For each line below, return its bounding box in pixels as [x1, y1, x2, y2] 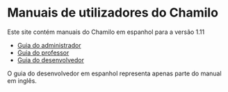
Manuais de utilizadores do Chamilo [7, 5, 219, 21]
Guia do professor [17, 48, 70, 57]
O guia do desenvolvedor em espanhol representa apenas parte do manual [7, 69, 222, 77]
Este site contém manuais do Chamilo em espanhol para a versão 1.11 [7, 28, 205, 36]
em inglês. [7, 76, 37, 84]
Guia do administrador [17, 41, 81, 49]
